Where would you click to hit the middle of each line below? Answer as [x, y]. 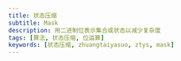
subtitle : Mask [33, 23]
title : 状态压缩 [33, 15]
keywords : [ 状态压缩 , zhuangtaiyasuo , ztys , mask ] [91, 45]
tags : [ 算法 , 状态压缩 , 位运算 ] [56, 38]
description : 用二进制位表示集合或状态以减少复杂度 [85, 30]
